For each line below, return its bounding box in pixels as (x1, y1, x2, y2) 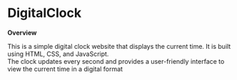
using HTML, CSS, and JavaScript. (7, 50, 109, 58)
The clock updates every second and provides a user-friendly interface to (7, 57, 225, 65)
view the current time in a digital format (7, 64, 123, 73)
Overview (7, 28, 37, 37)
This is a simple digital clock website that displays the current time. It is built (7, 42, 231, 50)
